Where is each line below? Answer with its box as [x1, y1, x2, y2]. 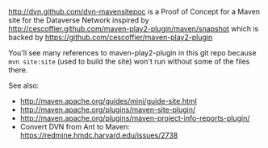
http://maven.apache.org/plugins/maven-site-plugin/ [19, 105, 196, 114]
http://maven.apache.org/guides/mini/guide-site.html [19, 97, 198, 105]
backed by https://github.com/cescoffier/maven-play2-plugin [8, 32, 213, 42]
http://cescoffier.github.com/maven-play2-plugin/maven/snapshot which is [8, 24, 259, 33]
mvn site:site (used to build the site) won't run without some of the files [8, 56, 250, 66]
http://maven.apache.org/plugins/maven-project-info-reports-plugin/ [19, 113, 250, 123]
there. [8, 65, 28, 75]
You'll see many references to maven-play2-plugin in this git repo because [8, 48, 257, 57]
